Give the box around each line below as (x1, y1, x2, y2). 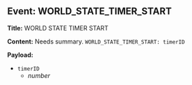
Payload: (7, 50, 33, 59)
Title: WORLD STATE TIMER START (7, 23, 109, 32)
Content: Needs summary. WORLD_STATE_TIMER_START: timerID (7, 37, 186, 46)
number (27, 71, 51, 79)
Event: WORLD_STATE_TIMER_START (7, 6, 173, 17)
